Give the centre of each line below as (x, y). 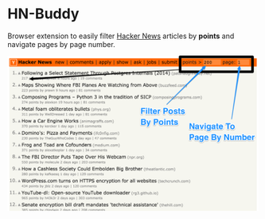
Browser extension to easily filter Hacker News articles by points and (121, 36)
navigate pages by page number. (62, 44)
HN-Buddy (43, 14)
